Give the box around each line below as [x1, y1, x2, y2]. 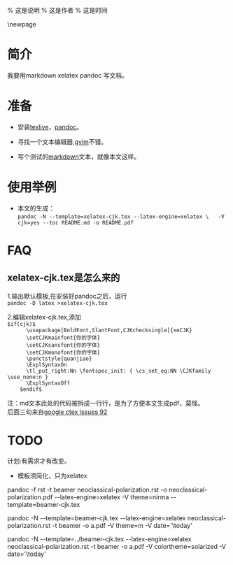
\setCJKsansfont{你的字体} [25, 341, 101, 348]
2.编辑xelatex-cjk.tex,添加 [7, 313, 82, 321]
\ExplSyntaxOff [25, 380, 71, 387]
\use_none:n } [7, 373, 49, 380]
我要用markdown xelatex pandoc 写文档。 [7, 71, 128, 79]
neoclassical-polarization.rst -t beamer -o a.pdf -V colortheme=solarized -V [7, 542, 226, 550]
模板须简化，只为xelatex [17, 471, 87, 480]
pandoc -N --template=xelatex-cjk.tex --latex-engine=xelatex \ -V [17, 213, 225, 220]
